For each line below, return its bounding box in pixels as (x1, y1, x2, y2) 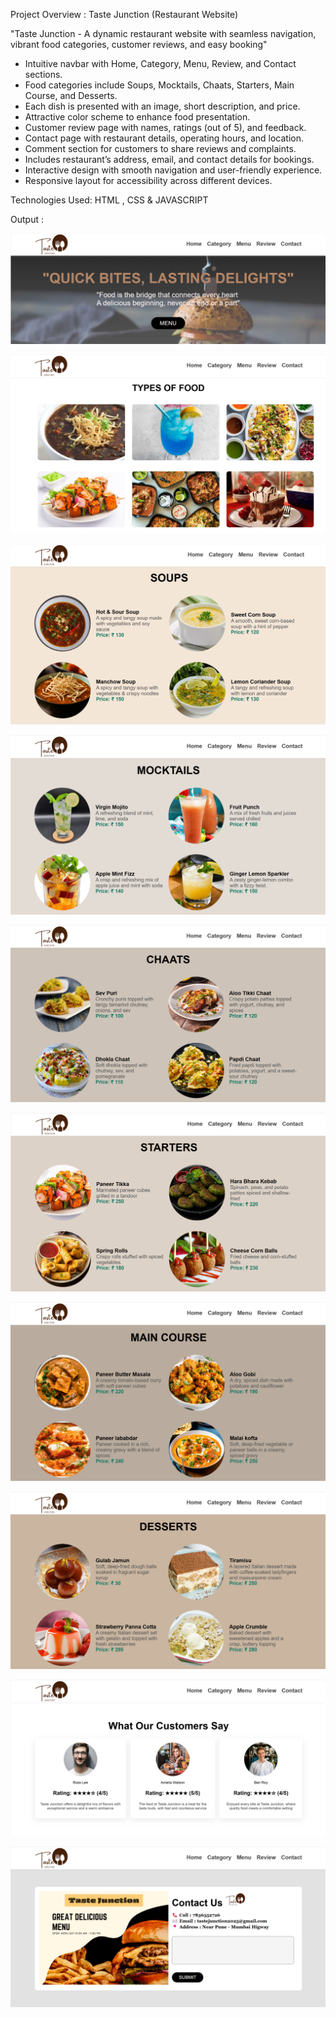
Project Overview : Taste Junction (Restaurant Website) (10, 9, 239, 20)
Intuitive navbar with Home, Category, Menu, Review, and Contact (24, 58, 297, 69)
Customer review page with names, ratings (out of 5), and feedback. (24, 122, 307, 133)
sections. (24, 69, 63, 80)
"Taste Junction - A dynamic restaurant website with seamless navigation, (10, 28, 317, 39)
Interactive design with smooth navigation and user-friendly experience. (24, 164, 323, 176)
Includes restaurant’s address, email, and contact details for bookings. (24, 154, 315, 165)
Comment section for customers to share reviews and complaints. (24, 143, 297, 154)
